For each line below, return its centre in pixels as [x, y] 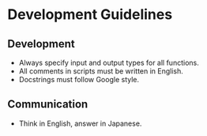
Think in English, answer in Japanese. [80, 123]
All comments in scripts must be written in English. [101, 71]
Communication [48, 104]
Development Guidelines [90, 15]
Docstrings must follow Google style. [79, 79]
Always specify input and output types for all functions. [109, 62]
